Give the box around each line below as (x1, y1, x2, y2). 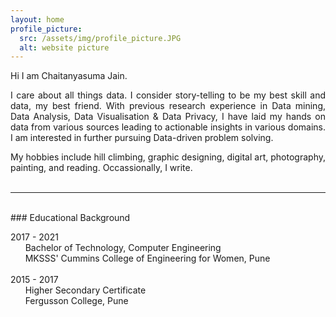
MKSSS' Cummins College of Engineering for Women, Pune (24, 252, 271, 265)
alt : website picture (19, 42, 110, 53)
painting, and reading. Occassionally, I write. (10, 162, 193, 174)
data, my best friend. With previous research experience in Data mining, (10, 100, 326, 112)
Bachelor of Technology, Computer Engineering (24, 242, 222, 254)
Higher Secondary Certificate (24, 284, 147, 296)
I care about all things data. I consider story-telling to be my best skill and (10, 89, 326, 101)
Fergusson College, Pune (24, 295, 129, 307)
